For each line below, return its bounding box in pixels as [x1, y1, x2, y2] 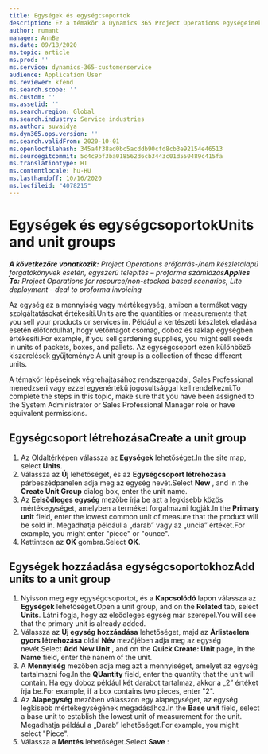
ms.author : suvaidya [9, 122, 78, 130]
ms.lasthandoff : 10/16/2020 [9, 174, 103, 183]
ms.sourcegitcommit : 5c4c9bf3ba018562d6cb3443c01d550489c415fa [9, 152, 223, 160]
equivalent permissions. [9, 408, 87, 418]
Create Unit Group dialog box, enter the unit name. [20, 486, 188, 496]
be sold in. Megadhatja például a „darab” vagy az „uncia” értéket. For [20, 520, 246, 530]
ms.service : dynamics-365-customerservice [9, 64, 152, 72]
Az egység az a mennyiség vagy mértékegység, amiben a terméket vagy [9, 300, 248, 309]
